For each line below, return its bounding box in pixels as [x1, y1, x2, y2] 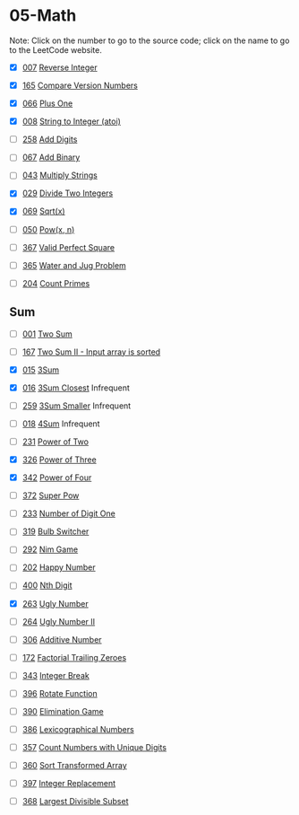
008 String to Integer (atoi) [21, 116, 121, 127]
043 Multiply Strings [21, 170, 98, 180]
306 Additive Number [21, 634, 102, 644]
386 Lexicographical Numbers [21, 723, 134, 734]
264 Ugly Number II [21, 616, 96, 627]
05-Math [9, 5, 77, 26]
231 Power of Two [21, 436, 90, 447]
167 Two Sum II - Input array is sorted [21, 346, 161, 357]
